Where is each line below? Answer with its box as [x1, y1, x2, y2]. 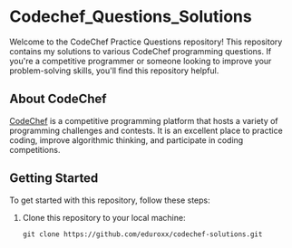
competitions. [9, 144, 61, 155]
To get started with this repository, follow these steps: [9, 195, 210, 205]
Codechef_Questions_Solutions [9, 6, 252, 27]
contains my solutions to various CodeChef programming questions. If [9, 45, 272, 56]
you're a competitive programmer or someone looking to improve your [9, 55, 272, 66]
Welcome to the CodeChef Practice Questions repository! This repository [9, 36, 283, 47]
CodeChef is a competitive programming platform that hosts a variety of [9, 115, 278, 126]
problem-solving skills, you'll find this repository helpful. [9, 65, 219, 76]
